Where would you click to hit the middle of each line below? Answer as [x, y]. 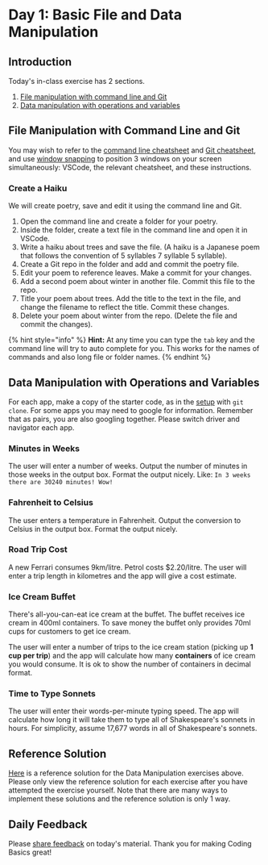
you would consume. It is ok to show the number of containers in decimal [130, 664]
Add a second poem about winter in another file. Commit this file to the [137, 282]
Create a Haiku [38, 188]
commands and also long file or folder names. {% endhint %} [110, 357]
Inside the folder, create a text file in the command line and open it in [134, 230]
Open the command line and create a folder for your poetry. [119, 221]
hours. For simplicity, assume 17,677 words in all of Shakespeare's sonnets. [133, 729]
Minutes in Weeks [44, 448]
